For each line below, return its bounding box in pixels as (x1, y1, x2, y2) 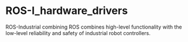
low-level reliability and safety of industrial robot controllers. (5, 29, 151, 36)
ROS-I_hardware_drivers (5, 4, 128, 17)
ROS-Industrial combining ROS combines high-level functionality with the (5, 23, 182, 30)
